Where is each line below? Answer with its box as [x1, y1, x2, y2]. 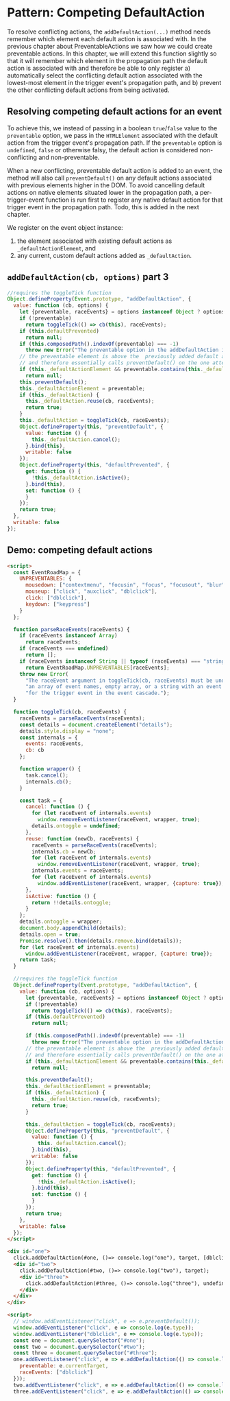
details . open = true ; [19, 931, 81, 938]
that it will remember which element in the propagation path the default [7, 56, 207, 64]
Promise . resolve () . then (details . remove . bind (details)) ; [19, 937, 183, 944]
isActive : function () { [25, 893, 97, 899]
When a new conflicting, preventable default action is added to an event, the [7, 166, 222, 174]
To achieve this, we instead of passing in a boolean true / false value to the [7, 123, 218, 132]
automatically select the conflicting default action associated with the [7, 71, 203, 80]
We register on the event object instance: [7, 223, 123, 231]
